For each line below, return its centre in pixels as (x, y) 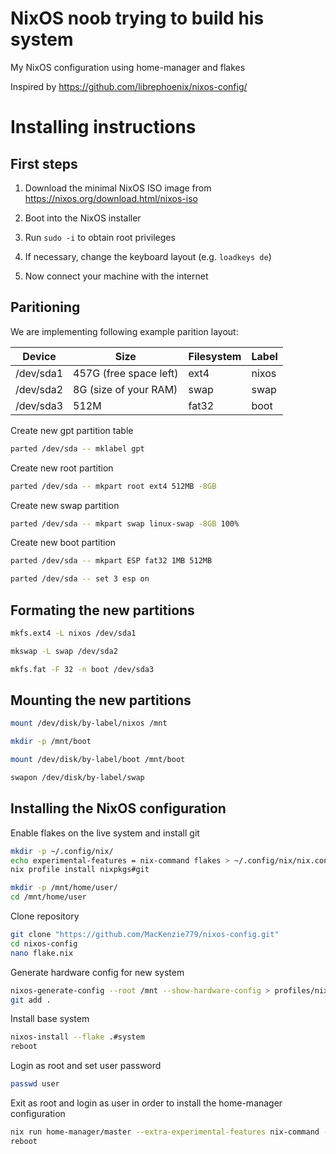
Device (39, 356)
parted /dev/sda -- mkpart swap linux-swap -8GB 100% (125, 523)
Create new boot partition (63, 543)
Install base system (50, 1019)
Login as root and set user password (86, 1066)
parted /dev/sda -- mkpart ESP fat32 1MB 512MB (111, 561)
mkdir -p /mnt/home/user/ (64, 888)
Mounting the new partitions (101, 700)
